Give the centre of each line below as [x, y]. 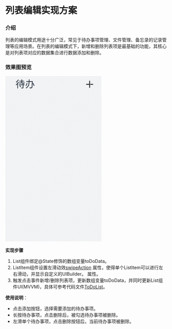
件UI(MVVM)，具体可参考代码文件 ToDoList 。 [60, 287]
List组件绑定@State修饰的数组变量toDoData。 [61, 261]
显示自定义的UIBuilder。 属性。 [68, 274]
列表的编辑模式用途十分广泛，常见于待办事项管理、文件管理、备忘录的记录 [84, 40]
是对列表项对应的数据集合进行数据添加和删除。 [55, 53]
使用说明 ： [17, 298]
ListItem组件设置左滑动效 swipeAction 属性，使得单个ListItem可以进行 [85, 268]
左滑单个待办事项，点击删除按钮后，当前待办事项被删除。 [73, 321]
